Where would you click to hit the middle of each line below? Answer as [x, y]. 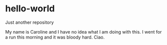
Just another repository [30, 22]
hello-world [30, 9]
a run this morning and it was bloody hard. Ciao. [55, 37]
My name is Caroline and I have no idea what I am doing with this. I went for [83, 32]
